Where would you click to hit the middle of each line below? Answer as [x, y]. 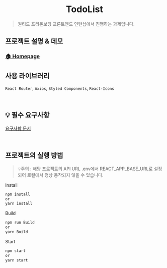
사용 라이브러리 [27, 76]
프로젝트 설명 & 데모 [34, 41]
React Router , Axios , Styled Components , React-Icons [60, 88]
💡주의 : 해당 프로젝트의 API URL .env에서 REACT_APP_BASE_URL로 [85, 169]
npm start [16, 251]
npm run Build [20, 223]
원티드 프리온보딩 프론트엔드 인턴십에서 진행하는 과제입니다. [76, 24]
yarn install [19, 204]
